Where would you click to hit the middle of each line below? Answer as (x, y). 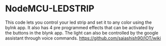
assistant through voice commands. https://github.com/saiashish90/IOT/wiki (83, 38)
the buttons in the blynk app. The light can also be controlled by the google (82, 33)
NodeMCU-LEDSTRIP (50, 9)
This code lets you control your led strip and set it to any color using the (79, 22)
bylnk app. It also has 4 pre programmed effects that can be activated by (80, 27)
